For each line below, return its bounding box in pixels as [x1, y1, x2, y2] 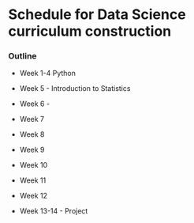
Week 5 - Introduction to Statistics [19, 84, 131, 93]
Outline [8, 51, 37, 62]
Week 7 [19, 115, 45, 124]
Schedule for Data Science [8, 6, 187, 24]
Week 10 [19, 161, 48, 170]
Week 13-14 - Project [19, 206, 88, 216]
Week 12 [19, 191, 48, 201]
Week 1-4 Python [19, 69, 76, 78]
